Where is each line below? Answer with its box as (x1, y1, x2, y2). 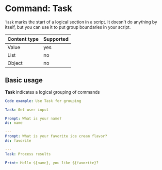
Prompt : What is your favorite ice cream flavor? (5, 134, 108, 139)
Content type (7, 35, 39, 42)
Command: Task (5, 3, 73, 14)
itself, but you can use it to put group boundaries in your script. (5, 24, 131, 30)
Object (7, 59, 23, 66)
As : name (5, 120, 23, 125)
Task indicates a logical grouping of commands (5, 89, 100, 95)
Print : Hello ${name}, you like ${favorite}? (5, 160, 98, 165)
